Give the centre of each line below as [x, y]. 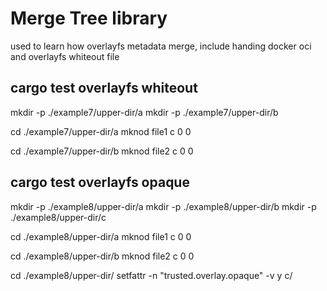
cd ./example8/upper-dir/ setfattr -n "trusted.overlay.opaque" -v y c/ [151, 275]
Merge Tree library [89, 18]
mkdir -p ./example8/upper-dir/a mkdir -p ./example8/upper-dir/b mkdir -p [163, 206]
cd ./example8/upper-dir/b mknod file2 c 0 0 [102, 256]
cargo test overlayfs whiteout [104, 88]
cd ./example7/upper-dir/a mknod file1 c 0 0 [101, 131]
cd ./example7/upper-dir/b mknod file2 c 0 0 [102, 151]
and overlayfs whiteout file [65, 56]
